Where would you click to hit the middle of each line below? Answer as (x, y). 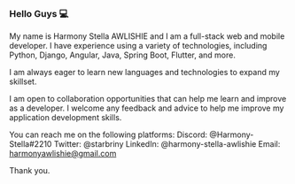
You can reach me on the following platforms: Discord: (109, 134)
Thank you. (30, 171)
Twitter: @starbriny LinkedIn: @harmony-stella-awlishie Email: (167, 144)
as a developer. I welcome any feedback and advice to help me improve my (147, 108)
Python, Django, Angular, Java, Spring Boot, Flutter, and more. (123, 55)
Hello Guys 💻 (39, 13)
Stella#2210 (31, 144)
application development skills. (66, 118)
